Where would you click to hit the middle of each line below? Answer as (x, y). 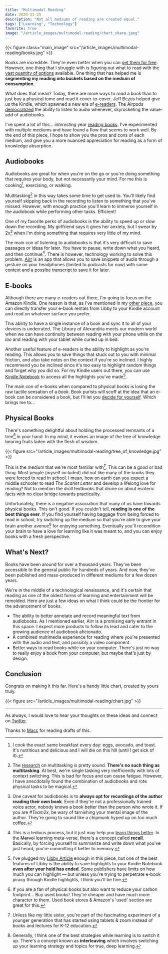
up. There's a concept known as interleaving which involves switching (85, 941)
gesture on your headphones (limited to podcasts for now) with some (76, 265)
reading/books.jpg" (25, 53)
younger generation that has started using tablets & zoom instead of (82, 920)
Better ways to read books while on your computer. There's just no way (86, 648)
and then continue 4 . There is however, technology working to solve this (79, 254)
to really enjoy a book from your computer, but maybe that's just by (82, 653)
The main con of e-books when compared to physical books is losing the (80, 386)
